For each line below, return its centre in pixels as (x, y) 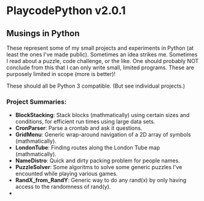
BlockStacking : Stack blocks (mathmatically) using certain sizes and (102, 115)
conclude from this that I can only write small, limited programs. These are (100, 67)
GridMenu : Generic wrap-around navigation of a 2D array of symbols (103, 135)
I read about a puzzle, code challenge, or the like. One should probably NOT (103, 61)
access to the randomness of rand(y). (63, 187)
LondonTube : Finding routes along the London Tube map (88, 148)
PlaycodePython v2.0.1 (66, 11)
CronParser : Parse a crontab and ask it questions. (79, 128)
